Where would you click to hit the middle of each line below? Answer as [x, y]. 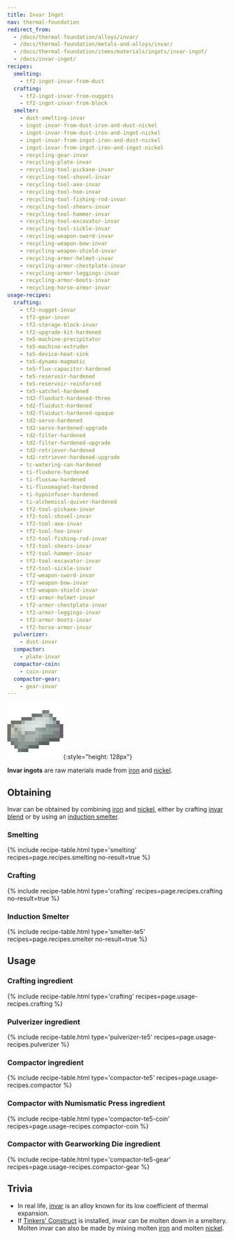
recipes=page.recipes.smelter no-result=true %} [78, 939]
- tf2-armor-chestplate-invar [64, 605]
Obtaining [29, 792]
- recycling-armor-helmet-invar [67, 258]
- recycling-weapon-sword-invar [67, 236]
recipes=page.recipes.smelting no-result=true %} [79, 858]
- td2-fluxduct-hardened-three [65, 399]
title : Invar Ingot [36, 15]
